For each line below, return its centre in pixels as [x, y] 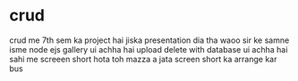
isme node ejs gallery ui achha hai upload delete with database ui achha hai [149, 49]
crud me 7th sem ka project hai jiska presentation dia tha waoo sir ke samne [149, 40]
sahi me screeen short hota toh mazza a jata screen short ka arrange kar [143, 59]
